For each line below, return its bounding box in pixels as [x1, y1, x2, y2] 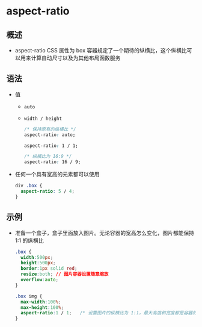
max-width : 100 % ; [20, 299, 61, 305]
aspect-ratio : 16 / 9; [23, 159, 81, 165]
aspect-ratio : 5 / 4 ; [20, 188, 75, 195]
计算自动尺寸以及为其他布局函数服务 [31, 54, 121, 61]
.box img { [14, 293, 43, 299]
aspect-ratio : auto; [23, 131, 76, 138]
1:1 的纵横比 [14, 237, 44, 244]
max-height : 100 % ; [20, 304, 64, 311]
